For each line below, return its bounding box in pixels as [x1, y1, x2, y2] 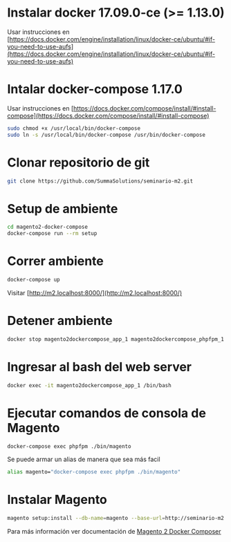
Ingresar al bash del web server [7, 359, 192, 375]
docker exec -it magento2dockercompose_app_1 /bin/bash [7, 382, 172, 389]
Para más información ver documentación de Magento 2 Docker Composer [7, 527, 221, 536]
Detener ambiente [7, 313, 113, 329]
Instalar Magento [7, 492, 107, 507]
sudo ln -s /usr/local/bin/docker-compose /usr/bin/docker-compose [7, 131, 206, 138]
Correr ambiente [7, 254, 104, 269]
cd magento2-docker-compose [7, 223, 89, 231]
